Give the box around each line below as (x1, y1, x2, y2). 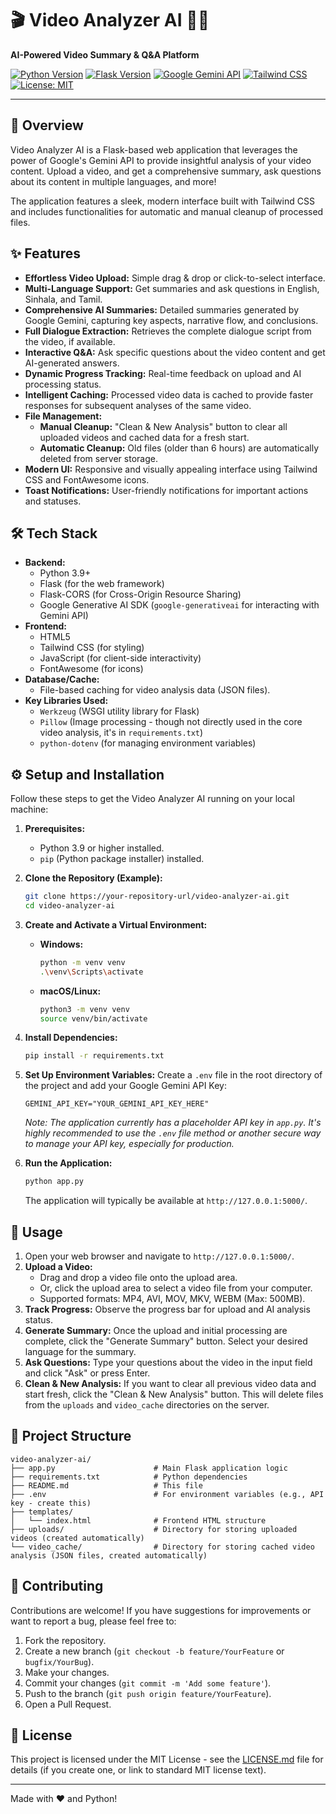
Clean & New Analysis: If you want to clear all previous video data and (24, 1378, 317, 1389)
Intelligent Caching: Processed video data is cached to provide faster (24, 388, 314, 401)
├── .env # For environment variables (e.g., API (10, 1489, 325, 1499)
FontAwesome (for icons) (39, 663, 144, 675)
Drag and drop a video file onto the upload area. (39, 1272, 238, 1283)
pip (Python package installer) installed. (39, 853, 205, 865)
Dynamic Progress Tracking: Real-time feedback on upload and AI (24, 367, 302, 379)
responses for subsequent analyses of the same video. (24, 399, 252, 411)
